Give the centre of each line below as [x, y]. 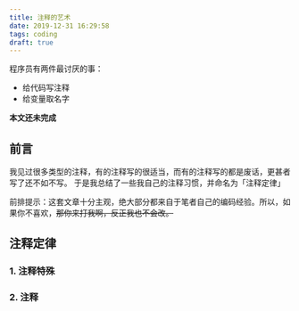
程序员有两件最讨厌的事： [56, 69]
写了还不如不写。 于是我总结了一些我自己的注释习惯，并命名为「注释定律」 [147, 183]
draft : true [31, 42]
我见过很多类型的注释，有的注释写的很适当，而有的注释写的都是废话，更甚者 [150, 172]
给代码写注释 [46, 88]
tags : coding [33, 34]
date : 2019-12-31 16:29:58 [59, 26]
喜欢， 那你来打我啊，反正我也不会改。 [103, 213]
